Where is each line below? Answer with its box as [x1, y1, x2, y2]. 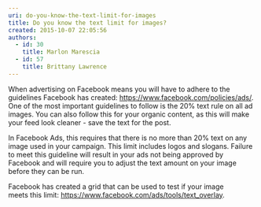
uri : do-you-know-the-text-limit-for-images [8, 11, 156, 20]
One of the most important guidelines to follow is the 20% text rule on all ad [8, 101, 253, 110]
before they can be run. [8, 166, 85, 176]
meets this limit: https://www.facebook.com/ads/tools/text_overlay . [8, 190, 226, 199]
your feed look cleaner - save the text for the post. [8, 117, 171, 127]
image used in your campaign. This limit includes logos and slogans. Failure [8, 141, 253, 150]
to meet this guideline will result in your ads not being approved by [8, 150, 224, 159]
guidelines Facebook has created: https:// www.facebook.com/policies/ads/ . [8, 92, 254, 102]
